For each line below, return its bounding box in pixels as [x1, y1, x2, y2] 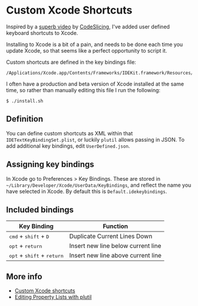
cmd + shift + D [9, 232, 49, 240]
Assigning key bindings [6, 159, 94, 170]
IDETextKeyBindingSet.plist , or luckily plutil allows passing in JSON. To [6, 136, 184, 143]
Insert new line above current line [69, 252, 162, 260]
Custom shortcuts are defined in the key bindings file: [6, 58, 137, 66]
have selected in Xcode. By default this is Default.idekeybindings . [6, 187, 167, 195]
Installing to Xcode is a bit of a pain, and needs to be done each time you [6, 41, 183, 48]
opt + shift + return [9, 252, 64, 260]
